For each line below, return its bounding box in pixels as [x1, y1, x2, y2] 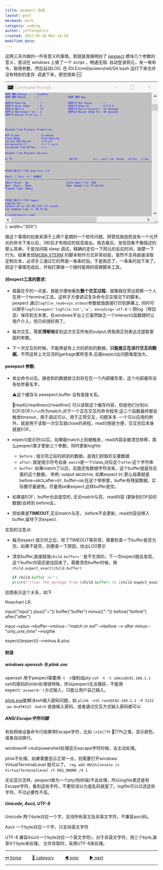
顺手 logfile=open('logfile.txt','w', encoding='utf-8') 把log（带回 [16, 306, 156, 312]
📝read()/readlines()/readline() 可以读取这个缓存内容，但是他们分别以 [12, 402, 149, 407]
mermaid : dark [5, 18, 34, 23]
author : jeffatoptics [5, 28, 49, 34]
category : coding [5, 23, 40, 28]
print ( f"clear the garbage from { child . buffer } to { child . [12, 580, 134, 585]
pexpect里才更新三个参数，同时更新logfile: [16, 443, 102, 448]
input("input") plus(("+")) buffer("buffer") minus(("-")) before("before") [5, 609, 147, 614]
